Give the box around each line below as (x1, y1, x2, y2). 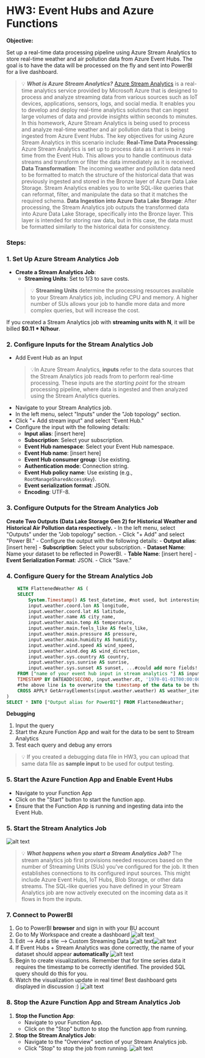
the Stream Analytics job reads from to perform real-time (30, 373, 174, 380)
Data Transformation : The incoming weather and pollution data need (21, 164, 195, 172)
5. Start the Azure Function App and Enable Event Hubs (6, 775, 173, 784)
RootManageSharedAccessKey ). (24, 476, 96, 483)
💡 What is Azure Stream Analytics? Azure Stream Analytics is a (21, 80, 184, 87)
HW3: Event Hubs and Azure (6, 4, 154, 18)
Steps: (6, 238, 26, 247)
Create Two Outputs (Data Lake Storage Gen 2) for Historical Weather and (6, 517, 197, 525)
